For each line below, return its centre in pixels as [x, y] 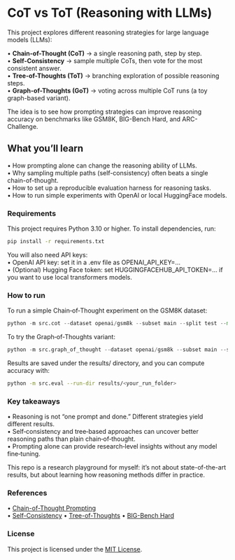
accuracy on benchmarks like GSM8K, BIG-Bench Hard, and [94, 119]
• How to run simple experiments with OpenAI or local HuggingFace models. [117, 195]
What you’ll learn [45, 149]
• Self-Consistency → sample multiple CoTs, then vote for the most [105, 60]
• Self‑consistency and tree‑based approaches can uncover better [103, 432]
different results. [31, 424]
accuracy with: [29, 370]
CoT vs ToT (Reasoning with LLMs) [110, 13]
